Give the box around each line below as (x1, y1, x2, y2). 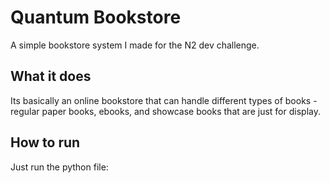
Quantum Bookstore (10, 6, 182, 29)
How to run (10, 134, 81, 151)
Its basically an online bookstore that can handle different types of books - (10, 94, 318, 106)
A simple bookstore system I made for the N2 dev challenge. (10, 39, 260, 51)
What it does (10, 68, 92, 85)
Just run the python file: (10, 161, 109, 173)
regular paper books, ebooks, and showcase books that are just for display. (10, 105, 321, 117)
